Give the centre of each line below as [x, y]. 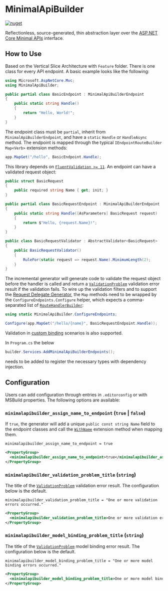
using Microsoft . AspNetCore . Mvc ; [40, 80]
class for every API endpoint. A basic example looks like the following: [77, 71]
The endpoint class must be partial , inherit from [55, 132]
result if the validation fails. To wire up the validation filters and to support [81, 289]
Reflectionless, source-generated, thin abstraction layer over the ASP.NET [81, 33]
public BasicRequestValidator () [48, 250]
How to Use [23, 54]
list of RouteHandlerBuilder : [55, 305]
